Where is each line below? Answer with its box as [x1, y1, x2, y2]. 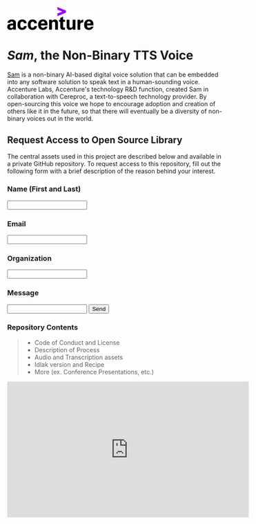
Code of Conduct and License [34, 338, 120, 347]
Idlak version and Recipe [34, 360, 105, 368]
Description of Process [34, 345, 100, 354]
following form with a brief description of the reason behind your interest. [7, 167, 216, 175]
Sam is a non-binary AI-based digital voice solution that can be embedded [7, 70, 219, 79]
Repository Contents [7, 323, 78, 332]
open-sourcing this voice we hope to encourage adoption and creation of [7, 99, 216, 108]
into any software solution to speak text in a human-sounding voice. [7, 77, 200, 85]
